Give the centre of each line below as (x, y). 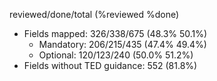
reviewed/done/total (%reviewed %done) (94, 14)
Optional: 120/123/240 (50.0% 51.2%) (116, 55)
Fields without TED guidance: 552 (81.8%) (110, 65)
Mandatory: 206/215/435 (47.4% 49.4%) (122, 44)
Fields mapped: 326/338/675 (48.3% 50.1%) (115, 33)
